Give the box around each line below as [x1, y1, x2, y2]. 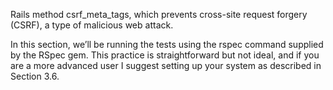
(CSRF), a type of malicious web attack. [10, 19, 174, 31]
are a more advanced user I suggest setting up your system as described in [10, 60, 322, 71]
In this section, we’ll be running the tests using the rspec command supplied [10, 39, 324, 50]
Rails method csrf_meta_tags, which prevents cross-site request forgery [10, 9, 308, 20]
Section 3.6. [10, 70, 60, 82]
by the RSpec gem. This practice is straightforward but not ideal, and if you [10, 49, 320, 61]
